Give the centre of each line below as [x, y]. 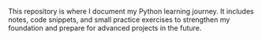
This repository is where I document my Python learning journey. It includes [131, 11]
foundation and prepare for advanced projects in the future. [105, 28]
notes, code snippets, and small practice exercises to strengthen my [119, 20]
